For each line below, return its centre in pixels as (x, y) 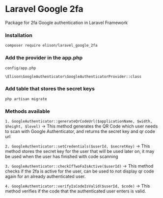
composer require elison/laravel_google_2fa (51, 46)
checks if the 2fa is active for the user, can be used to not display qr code (80, 171)
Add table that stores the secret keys (50, 89)
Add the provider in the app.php (44, 58)
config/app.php (21, 68)
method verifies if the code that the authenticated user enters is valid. (76, 191)
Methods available (27, 111)
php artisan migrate (26, 99)
